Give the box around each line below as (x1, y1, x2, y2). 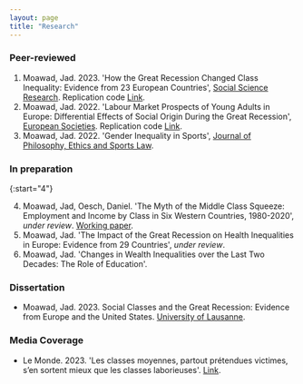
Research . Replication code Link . (22, 92, 145, 103)
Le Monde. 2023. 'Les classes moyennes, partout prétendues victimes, (22, 355, 288, 366)
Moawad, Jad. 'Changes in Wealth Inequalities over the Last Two (22, 249, 265, 260)
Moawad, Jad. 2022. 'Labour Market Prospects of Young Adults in (22, 101, 270, 112)
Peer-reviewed (9, 52, 76, 64)
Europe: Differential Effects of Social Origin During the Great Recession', (22, 111, 292, 122)
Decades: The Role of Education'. (22, 259, 148, 270)
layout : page (9, 13, 59, 23)
